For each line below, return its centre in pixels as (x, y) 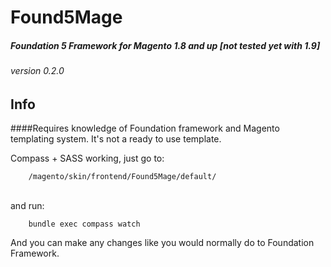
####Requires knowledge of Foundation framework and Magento (145, 128)
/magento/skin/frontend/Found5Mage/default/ (122, 177)
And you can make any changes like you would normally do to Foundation (162, 243)
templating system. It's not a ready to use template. (116, 139)
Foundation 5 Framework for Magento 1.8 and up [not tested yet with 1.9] (165, 45)
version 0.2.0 (37, 71)
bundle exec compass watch (84, 224)
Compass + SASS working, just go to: (87, 158)
